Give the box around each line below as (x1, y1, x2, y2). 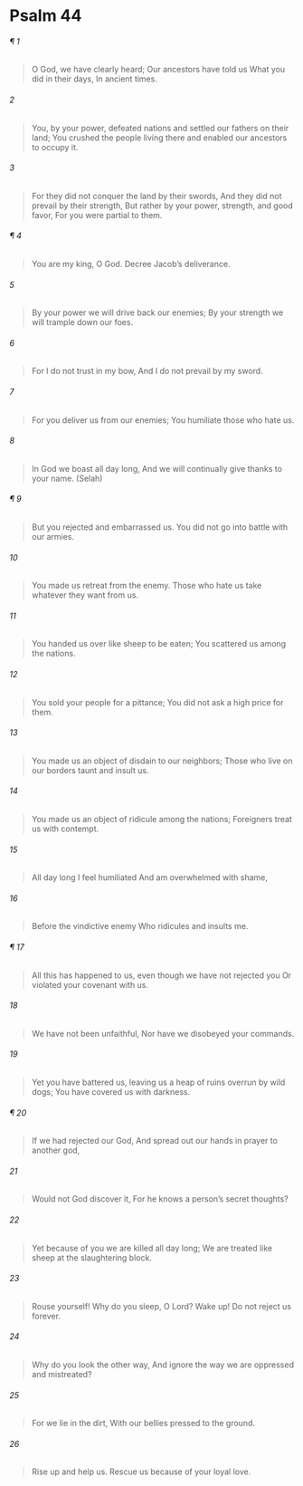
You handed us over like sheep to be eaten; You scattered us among (31, 638, 287, 649)
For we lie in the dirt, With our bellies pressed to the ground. (31, 1418, 256, 1429)
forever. (31, 1310, 62, 1321)
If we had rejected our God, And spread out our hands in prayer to (31, 1136, 279, 1146)
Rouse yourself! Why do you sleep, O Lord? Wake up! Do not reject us (31, 1300, 292, 1311)
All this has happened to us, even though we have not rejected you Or (31, 970, 292, 981)
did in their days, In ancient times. (31, 73, 158, 84)
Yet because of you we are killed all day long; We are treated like (31, 1242, 273, 1253)
